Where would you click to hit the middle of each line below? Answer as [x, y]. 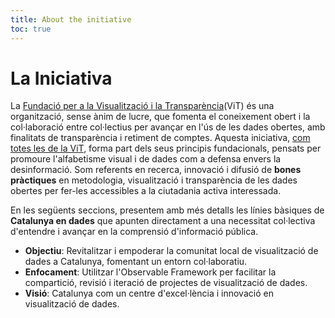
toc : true [31, 29]
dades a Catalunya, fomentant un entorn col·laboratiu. [136, 262]
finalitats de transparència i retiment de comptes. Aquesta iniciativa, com [160, 138]
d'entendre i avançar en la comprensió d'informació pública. [134, 232]
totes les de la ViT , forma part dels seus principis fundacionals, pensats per [166, 148]
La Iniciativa [61, 78]
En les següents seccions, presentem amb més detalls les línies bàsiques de [167, 210]
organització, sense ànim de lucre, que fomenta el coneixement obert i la [160, 117]
